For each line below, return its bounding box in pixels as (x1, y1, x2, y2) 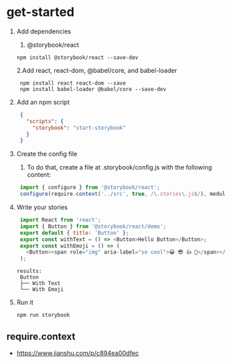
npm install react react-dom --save (19, 79, 126, 87)
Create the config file (16, 150, 78, 158)
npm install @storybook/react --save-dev (16, 53, 138, 61)
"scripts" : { (26, 117, 64, 125)
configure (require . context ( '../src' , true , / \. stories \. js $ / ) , (19, 190, 207, 198)
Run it (16, 298, 34, 306)
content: (26, 171, 51, 179)
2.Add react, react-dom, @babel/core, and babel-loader (16, 66, 178, 74)
